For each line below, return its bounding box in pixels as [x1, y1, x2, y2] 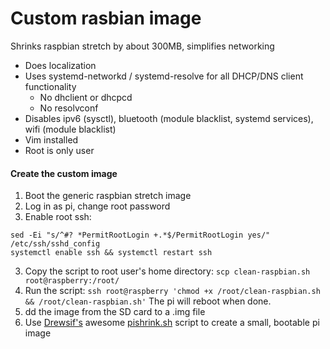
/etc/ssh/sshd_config [10, 239, 101, 249]
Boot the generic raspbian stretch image [24, 190, 192, 202]
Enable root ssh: [24, 211, 92, 223]
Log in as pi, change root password [24, 200, 171, 212]
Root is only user [24, 144, 95, 156]
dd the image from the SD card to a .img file [24, 306, 206, 318]
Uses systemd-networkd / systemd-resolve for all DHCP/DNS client [24, 70, 304, 82]
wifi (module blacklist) [24, 123, 117, 135]
